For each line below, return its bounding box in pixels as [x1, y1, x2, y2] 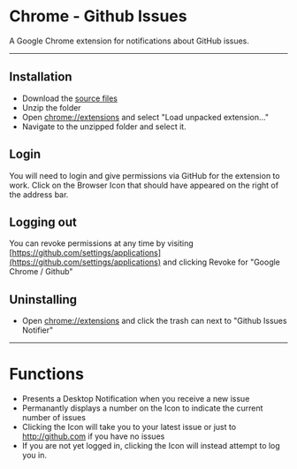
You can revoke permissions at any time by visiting [9, 238, 194, 249]
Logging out [9, 214, 77, 229]
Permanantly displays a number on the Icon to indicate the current [21, 403, 263, 413]
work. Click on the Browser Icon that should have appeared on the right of [9, 180, 279, 190]
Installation [9, 69, 72, 85]
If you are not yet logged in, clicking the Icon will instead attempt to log [21, 441, 280, 451]
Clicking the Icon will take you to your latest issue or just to [21, 422, 237, 433]
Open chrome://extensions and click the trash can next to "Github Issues [21, 316, 287, 327]
